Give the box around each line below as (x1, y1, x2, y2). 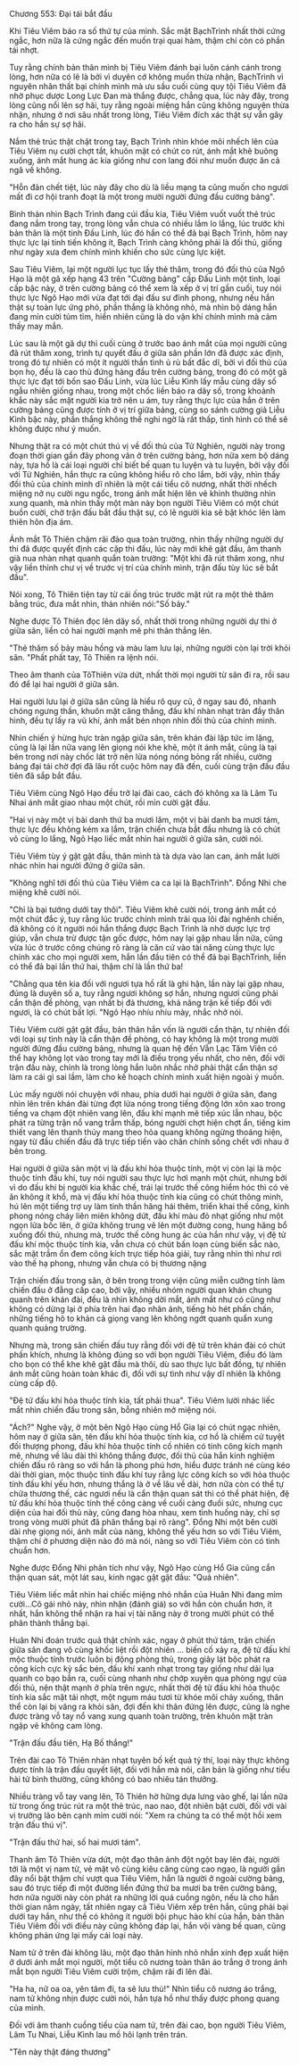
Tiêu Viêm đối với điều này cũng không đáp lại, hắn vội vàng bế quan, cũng (9, 1921, 286, 1931)
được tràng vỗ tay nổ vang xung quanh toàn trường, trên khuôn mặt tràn (9, 1711, 274, 1722)
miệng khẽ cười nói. (9, 887, 82, 897)
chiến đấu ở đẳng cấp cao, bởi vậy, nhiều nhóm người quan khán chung (9, 1285, 272, 1295)
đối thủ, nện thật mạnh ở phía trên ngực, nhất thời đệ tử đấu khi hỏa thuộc (9, 1682, 281, 1693)
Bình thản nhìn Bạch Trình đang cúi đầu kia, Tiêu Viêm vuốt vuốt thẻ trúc (9, 209, 276, 219)
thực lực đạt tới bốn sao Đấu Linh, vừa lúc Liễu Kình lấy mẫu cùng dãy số (9, 376, 277, 386)
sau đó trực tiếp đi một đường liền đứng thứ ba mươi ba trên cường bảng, (9, 1883, 278, 1893)
